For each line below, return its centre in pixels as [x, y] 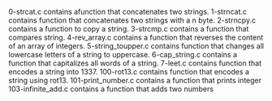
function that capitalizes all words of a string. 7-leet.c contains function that [135, 63]
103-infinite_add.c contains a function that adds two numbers [111, 89]
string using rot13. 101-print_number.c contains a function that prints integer [135, 80]
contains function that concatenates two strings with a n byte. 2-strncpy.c [132, 20]
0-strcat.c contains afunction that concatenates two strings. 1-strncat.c [128, 12]
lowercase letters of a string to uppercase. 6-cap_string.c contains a [123, 55]
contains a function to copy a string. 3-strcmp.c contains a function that [129, 29]
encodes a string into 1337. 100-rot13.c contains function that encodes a [129, 72]
